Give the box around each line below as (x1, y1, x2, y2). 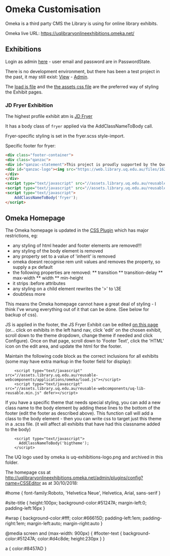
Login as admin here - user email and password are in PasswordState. (5, 58, 151, 65)
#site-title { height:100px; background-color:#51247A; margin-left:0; (5, 500, 147, 506)
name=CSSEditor (5, 480, 41, 486)
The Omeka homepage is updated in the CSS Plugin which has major (5, 227, 149, 233)
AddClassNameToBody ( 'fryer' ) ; (14, 195, 78, 200)
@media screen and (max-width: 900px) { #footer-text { (5, 530, 122, 537)
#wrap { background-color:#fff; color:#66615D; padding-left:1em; (5, 515, 142, 521)
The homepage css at (5, 469, 51, 476)
